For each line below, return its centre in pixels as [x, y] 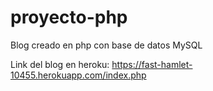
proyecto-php [69, 17]
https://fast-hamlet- [152, 64]
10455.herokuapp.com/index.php [78, 75]
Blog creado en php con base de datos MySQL [106, 45]
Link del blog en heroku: [60, 64]
